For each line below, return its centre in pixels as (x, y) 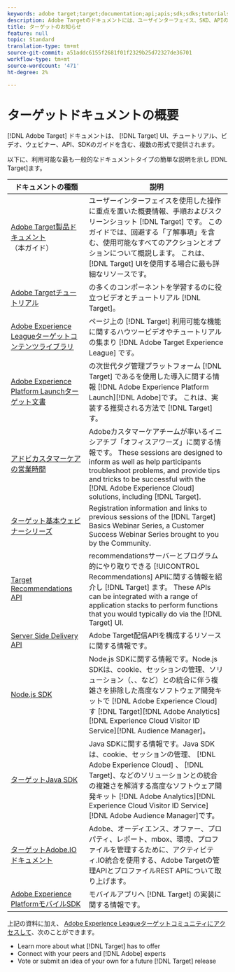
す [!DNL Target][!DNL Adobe (137, 712)
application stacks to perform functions (153, 605)
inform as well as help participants (145, 462)
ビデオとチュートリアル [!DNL (152, 298)
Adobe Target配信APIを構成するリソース (155, 635)
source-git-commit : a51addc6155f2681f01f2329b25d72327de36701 (100, 53)
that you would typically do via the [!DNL (155, 614)
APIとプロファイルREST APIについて (155, 871)
